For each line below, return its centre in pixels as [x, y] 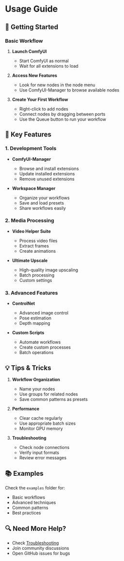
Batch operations [36, 353]
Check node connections [44, 447]
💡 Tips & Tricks [28, 368]
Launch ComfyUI [29, 51]
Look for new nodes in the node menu [57, 85]
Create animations [38, 251]
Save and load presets [42, 203]
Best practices [26, 513]
